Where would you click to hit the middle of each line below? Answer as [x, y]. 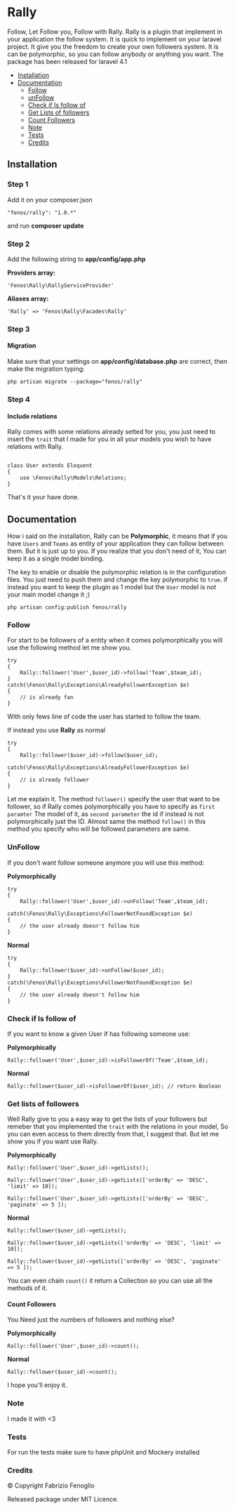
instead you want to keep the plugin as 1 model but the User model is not [112, 586]
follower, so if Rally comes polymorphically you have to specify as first [111, 807]
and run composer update [46, 225]
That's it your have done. [43, 497]
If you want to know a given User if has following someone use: [99, 1034]
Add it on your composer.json [50, 199]
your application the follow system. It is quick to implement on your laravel [114, 39]
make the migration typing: [46, 369]
